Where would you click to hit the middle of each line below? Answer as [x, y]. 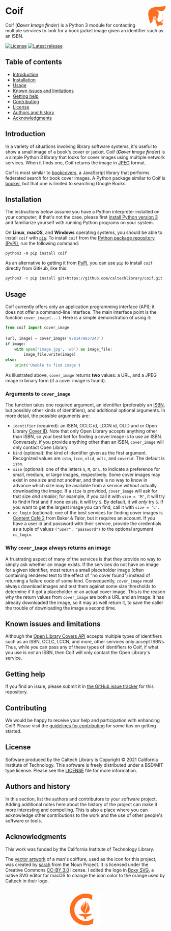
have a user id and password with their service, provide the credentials [87, 524]
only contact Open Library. [40, 447]
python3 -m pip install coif [36, 253]
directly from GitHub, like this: [36, 268]
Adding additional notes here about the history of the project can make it [81, 804]
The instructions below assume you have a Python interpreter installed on [82, 212]
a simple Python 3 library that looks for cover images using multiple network [85, 157]
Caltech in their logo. [27, 881]
